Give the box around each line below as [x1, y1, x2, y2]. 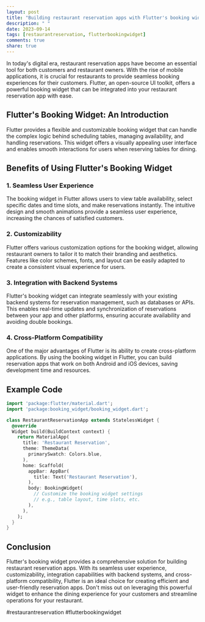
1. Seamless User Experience [6, 181, 94, 190]
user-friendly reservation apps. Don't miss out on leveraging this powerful [6, 584, 192, 592]
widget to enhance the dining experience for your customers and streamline [6, 590, 198, 598]
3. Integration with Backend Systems [6, 278, 118, 287]
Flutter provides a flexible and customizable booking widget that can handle [6, 126, 197, 133]
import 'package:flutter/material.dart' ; [6, 401, 113, 407]
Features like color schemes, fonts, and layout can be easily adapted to [6, 257, 185, 264]
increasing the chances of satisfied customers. [6, 215, 124, 222]
